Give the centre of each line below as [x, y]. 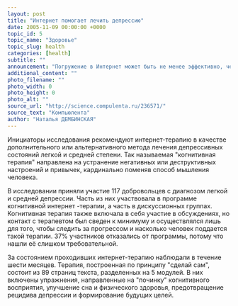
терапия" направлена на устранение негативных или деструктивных [112, 162]
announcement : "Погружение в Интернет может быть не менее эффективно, [115, 67]
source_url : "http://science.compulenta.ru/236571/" [87, 106]
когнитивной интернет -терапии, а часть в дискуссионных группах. [110, 205]
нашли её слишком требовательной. [63, 243]
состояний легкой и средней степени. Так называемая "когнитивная [112, 154]
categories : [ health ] [39, 54]
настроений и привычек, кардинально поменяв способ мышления [108, 169]
